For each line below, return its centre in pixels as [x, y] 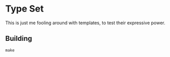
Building [19, 39]
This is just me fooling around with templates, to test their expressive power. [86, 23]
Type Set [25, 9]
